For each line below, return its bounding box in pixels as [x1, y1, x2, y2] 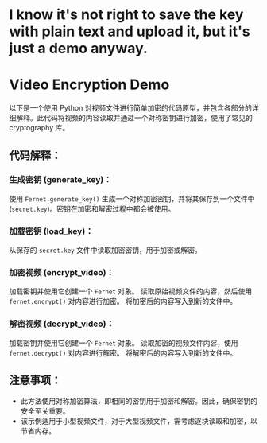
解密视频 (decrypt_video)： [9, 318, 114, 329]
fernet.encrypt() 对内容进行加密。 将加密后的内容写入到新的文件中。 [9, 297, 238, 306]
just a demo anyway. [9, 40, 148, 57]
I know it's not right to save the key [9, 6, 244, 24]
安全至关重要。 [20, 406, 70, 415]
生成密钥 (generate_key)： [9, 174, 112, 185]
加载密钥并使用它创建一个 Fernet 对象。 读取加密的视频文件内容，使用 [9, 338, 238, 348]
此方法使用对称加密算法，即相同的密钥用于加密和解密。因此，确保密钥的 [20, 396, 257, 406]
